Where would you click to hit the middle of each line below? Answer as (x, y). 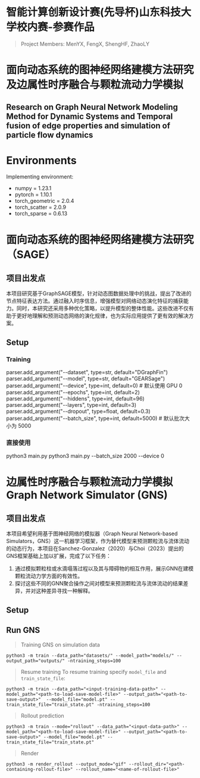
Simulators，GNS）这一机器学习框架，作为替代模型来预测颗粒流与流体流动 (98, 541)
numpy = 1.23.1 (33, 189)
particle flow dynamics (50, 135)
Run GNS (23, 630)
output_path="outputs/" (36, 661)
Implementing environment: (40, 177)
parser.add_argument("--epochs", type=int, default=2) (73, 393)
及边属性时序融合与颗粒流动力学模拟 (95, 85)
